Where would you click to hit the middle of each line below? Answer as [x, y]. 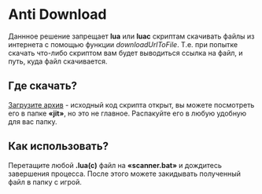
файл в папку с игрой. [45, 181]
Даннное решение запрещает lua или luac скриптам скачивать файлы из [131, 36]
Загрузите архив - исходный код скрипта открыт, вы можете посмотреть [131, 104]
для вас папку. [33, 121]
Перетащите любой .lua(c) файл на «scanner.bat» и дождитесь [115, 165]
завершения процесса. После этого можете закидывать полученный [125, 174]
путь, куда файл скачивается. [58, 61]
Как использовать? [58, 146]
